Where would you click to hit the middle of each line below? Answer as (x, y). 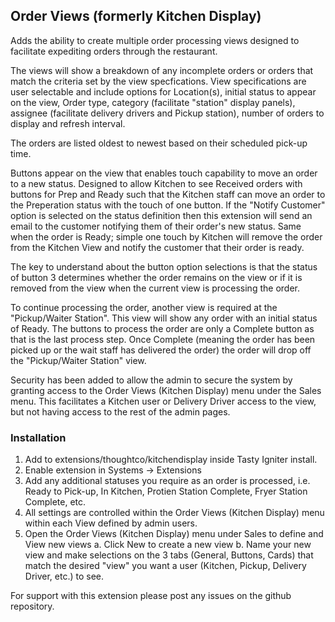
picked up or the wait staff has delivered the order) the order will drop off (161, 350)
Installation (38, 437)
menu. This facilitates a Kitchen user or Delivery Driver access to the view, (163, 401)
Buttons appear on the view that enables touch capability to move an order (164, 173)
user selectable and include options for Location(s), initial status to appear (163, 91)
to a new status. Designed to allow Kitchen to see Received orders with (156, 183)
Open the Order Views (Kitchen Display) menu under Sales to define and (174, 534)
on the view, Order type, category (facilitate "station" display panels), (153, 102)
